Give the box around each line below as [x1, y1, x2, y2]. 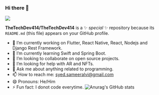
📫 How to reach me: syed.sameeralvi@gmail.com [12, 71, 114, 78]
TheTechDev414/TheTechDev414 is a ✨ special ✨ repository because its [5, 25, 155, 31]
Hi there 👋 [5, 4, 30, 11]
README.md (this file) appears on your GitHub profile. [5, 31, 109, 36]
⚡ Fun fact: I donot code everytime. [12, 84, 84, 90]
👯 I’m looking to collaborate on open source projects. [12, 56, 120, 62]
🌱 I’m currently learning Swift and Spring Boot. [12, 50, 107, 56]
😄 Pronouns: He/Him [12, 79, 56, 85]
